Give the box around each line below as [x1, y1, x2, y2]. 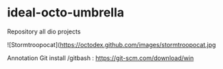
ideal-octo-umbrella [7, 5, 125, 20]
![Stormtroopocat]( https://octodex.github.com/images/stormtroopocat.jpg [7, 40, 216, 49]
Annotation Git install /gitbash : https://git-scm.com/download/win [7, 53, 194, 62]
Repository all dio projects [7, 27, 81, 36]
